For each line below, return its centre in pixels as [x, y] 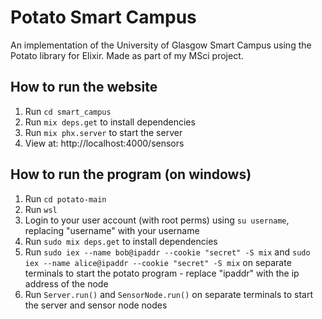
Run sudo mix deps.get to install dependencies [121, 241]
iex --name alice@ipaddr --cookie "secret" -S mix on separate [158, 262]
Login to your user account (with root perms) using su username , [157, 220]
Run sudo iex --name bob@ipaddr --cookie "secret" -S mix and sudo [167, 252]
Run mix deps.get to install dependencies [110, 122]
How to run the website [84, 87]
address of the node [66, 283]
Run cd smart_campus [68, 111]
